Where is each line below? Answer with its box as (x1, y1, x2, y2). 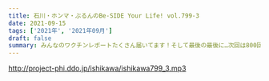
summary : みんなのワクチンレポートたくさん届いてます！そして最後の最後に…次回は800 (8, 42, 258, 50)
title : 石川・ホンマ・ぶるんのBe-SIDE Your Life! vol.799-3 (8, 11, 200, 20)
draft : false (8, 34, 52, 43)
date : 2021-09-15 (8, 19, 66, 27)
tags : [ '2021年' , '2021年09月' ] (8, 26, 113, 34)
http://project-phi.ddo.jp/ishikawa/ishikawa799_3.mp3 (8, 63, 187, 73)
